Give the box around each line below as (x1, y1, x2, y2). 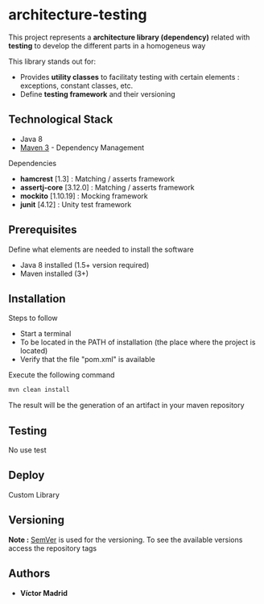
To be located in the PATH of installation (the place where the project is (19, 337, 256, 348)
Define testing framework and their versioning (19, 89, 175, 98)
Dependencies (8, 158, 57, 168)
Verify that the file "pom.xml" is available (19, 355, 155, 364)
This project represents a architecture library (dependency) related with (8, 32, 250, 42)
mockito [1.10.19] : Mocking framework (19, 191, 149, 201)
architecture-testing (8, 6, 147, 24)
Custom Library (8, 489, 60, 499)
